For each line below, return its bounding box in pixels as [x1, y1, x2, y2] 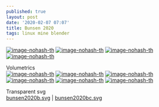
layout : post [6, 14, 38, 20]
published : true [6, 8, 46, 15]
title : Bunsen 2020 [6, 25, 54, 31]
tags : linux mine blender [6, 31, 69, 36]
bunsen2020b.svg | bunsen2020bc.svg [6, 95, 102, 102]
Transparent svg [6, 88, 46, 95]
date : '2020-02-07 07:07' [6, 19, 69, 25]
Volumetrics [6, 64, 35, 71]
